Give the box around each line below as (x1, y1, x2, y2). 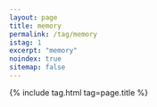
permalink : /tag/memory (9, 29, 98, 38)
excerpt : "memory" (9, 46, 78, 55)
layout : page (9, 12, 58, 22)
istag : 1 (9, 37, 42, 47)
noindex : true (9, 54, 62, 63)
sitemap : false (9, 63, 66, 72)
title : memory (9, 21, 62, 30)
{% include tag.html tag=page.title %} (9, 86, 149, 98)
